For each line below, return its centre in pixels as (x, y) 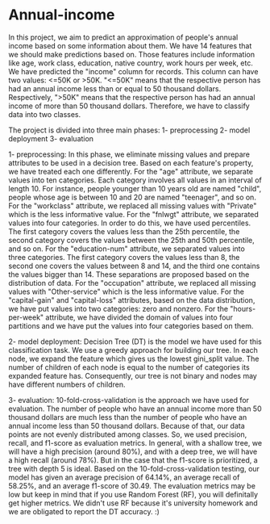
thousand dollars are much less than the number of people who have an (128, 417)
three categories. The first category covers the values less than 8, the (124, 257)
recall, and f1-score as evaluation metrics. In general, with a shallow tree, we (135, 442)
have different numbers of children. (67, 384)
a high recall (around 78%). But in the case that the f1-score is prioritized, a (133, 460)
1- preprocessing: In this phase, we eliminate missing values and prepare (129, 154)
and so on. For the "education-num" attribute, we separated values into (127, 249)
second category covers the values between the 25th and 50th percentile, (132, 240)
